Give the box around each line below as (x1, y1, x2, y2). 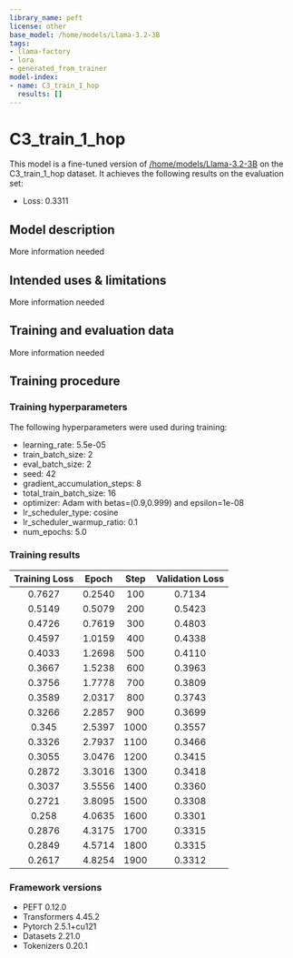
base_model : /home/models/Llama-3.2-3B (9, 30, 161, 39)
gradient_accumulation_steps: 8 (22, 478, 142, 489)
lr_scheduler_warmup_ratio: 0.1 (22, 516, 138, 528)
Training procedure (9, 374, 121, 389)
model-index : (9, 73, 59, 82)
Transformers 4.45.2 (22, 912, 100, 923)
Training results (9, 549, 81, 561)
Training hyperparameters (9, 401, 128, 414)
